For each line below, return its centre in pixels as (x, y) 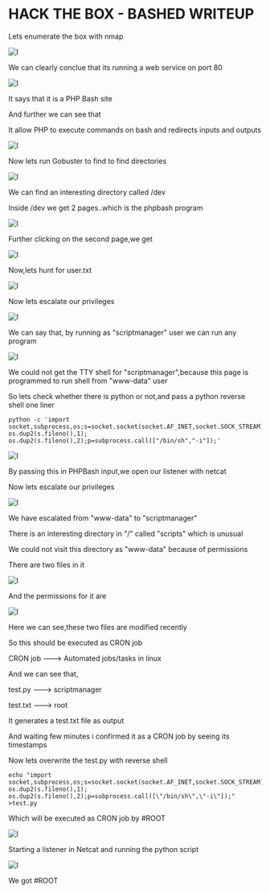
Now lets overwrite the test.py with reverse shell (88, 760)
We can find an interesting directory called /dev (87, 192)
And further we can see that (55, 114)
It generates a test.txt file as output (66, 720)
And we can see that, (43, 673)
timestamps (28, 744)
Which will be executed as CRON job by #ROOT (87, 818)
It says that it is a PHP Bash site (60, 98)
